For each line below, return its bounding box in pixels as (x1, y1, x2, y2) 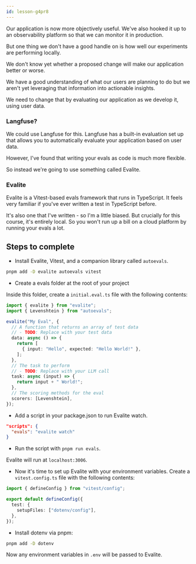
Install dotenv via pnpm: (14, 529, 73, 536)
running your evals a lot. (6, 224, 65, 231)
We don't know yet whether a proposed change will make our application (6, 60, 184, 67)
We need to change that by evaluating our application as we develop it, (6, 96, 179, 103)
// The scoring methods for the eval (11, 390, 104, 397)
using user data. (6, 102, 45, 109)
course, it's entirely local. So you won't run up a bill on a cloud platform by (6, 218, 187, 225)
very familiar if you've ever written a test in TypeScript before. (6, 201, 157, 208)
